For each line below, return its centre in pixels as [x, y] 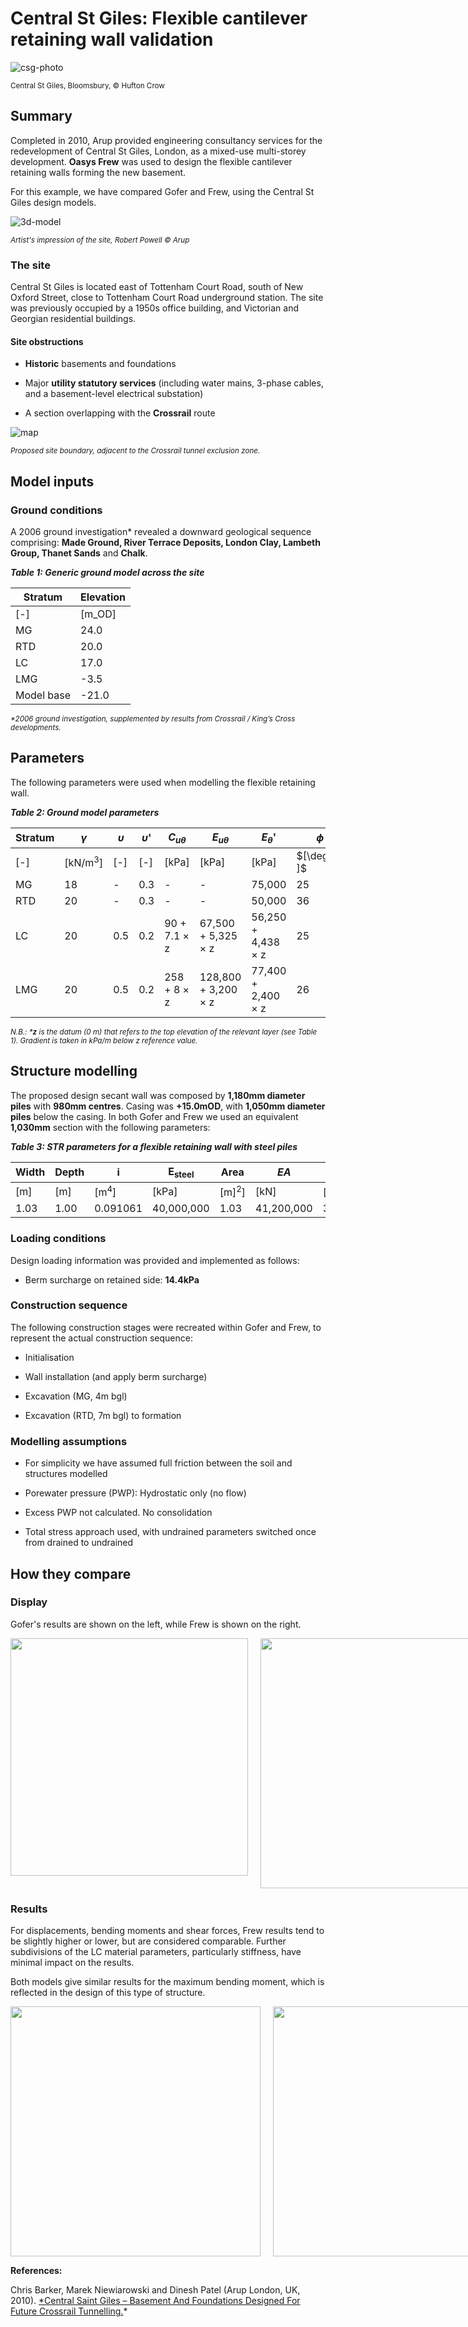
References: [36, 2271]
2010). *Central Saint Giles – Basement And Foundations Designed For [155, 2301]
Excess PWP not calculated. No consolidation [118, 1513]
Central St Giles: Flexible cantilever [159, 18]
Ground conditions [56, 510]
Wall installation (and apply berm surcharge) [116, 1376]
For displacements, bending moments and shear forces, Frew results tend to [167, 1931]
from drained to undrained [79, 1543]
